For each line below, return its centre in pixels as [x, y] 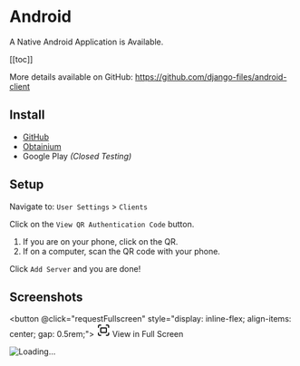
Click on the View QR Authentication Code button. [102, 224]
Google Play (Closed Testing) [77, 156]
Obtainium [42, 146]
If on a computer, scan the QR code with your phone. [121, 251]
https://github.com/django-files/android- [211, 77]
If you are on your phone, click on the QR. [100, 241]
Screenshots [46, 297]
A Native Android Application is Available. [87, 42]
